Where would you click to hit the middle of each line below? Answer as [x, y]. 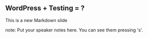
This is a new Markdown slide [36, 20]
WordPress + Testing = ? [45, 8]
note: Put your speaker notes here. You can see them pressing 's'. [74, 30]
